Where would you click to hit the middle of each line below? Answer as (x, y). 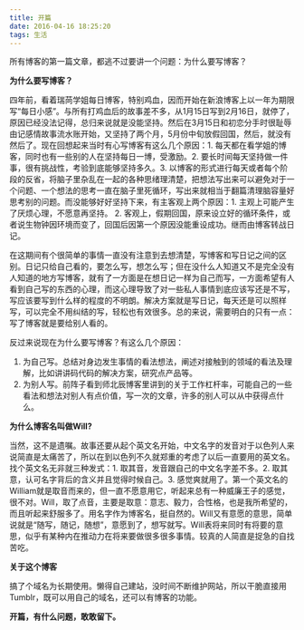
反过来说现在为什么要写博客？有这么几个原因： (96, 343)
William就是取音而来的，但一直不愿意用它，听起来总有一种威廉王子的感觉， (150, 491)
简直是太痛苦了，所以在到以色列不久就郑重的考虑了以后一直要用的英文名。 (156, 457)
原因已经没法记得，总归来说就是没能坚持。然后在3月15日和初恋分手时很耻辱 (151, 122)
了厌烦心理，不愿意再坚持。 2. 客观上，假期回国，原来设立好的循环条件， (146, 213)
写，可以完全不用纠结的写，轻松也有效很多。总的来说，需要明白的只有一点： (152, 312)
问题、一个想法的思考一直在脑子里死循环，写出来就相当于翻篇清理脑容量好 (156, 190)
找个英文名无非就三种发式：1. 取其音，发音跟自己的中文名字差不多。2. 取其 (149, 469)
